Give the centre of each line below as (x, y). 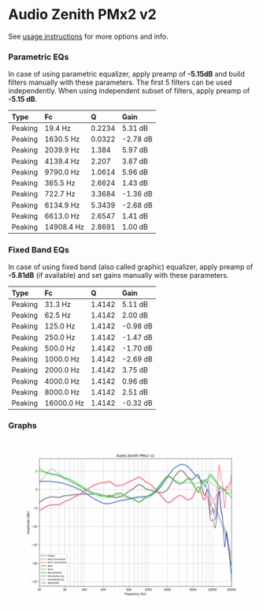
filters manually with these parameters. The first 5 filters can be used (120, 82)
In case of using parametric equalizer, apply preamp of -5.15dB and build (127, 74)
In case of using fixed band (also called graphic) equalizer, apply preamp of (131, 267)
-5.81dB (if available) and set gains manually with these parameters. (119, 276)
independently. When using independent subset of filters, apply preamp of (129, 91)
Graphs (22, 425)
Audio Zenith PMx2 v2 (83, 15)
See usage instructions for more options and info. (89, 36)
